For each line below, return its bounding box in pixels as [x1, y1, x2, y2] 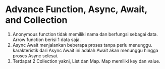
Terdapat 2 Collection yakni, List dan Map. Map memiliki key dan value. [12, 58, 160, 64]
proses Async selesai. [12, 52, 59, 59]
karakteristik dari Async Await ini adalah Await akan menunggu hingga [12, 47, 158, 53]
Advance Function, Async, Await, [5, 4, 148, 15]
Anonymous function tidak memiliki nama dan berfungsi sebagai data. [12, 31, 158, 37]
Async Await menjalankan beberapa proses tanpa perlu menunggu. [12, 42, 152, 48]
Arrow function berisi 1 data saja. [12, 37, 81, 43]
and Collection [5, 14, 68, 26]
